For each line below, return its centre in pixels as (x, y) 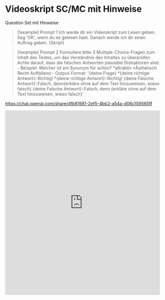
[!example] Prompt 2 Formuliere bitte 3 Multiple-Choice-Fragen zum (86, 52)
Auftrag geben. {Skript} (41, 42)
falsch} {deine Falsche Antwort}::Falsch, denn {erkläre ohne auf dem (87, 89)
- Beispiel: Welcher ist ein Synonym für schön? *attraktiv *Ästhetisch (87, 68)
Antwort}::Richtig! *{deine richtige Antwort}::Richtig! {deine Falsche (85, 78)
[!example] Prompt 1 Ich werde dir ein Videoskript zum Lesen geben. (86, 32)
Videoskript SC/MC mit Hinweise (73, 9)
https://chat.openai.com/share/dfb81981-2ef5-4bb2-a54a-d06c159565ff (79, 103)
